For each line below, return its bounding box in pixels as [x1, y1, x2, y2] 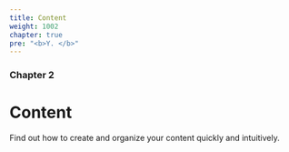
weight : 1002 [9, 22, 59, 31]
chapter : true [9, 30, 64, 39]
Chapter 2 [9, 69, 55, 82]
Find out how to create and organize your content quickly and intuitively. [9, 133, 280, 144]
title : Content [9, 13, 67, 23]
